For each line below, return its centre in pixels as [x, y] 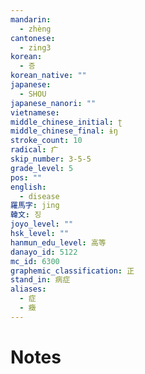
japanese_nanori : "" [53, 103]
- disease [39, 196]
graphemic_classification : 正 [72, 271]
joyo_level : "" [42, 224]
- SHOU [33, 94]
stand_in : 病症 [40, 280]
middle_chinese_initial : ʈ [66, 122]
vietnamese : [35, 112]
